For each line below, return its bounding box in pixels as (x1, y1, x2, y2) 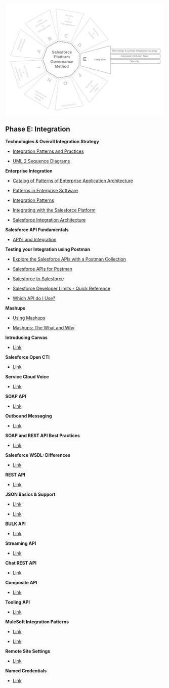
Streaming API (5, 540, 36, 546)
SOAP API (5, 393, 26, 399)
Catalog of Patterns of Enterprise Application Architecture (12, 178, 133, 184)
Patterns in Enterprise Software (12, 187, 78, 193)
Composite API (5, 579, 37, 585)
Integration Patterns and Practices (12, 148, 85, 154)
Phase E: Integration (5, 125, 70, 134)
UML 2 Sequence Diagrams (12, 158, 70, 164)
